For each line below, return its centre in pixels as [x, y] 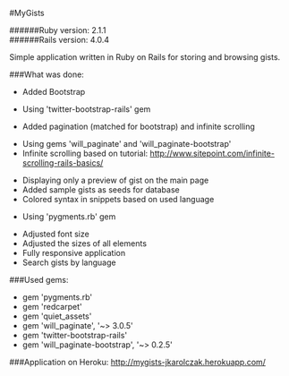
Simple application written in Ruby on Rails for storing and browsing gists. [145, 57]
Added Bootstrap [54, 92]
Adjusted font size [55, 234]
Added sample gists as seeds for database [101, 190]
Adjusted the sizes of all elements [85, 244]
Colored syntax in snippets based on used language [118, 199]
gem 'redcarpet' [52, 307]
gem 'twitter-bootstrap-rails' [75, 335]
